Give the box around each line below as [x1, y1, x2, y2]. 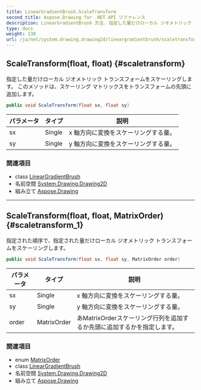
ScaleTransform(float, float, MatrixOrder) [6, 211, 164, 221]
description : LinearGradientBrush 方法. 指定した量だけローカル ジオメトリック [6, 20, 192, 26]
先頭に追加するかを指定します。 [89, 322, 178, 331]
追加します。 [6, 90, 38, 97]
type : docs [6, 25, 33, 32]
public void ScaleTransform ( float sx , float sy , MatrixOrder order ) [6, 256, 181, 262]
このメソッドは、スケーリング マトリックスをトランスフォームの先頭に [17, 83, 192, 90]
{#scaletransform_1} [6, 220, 84, 230]
